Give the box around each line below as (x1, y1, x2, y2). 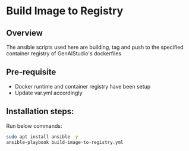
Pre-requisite (6, 67, 56, 77)
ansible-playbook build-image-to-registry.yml (6, 139, 124, 145)
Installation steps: (6, 106, 74, 117)
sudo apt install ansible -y (6, 134, 78, 140)
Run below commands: (6, 122, 62, 129)
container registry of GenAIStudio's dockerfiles (6, 50, 122, 57)
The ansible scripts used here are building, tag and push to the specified (6, 43, 184, 51)
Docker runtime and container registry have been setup (14, 83, 151, 90)
